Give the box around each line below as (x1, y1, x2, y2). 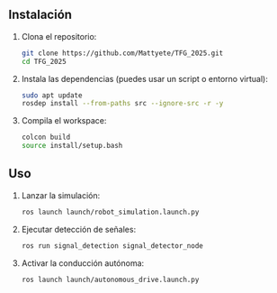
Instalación (8, 7, 73, 23)
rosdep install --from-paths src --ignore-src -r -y (21, 99, 224, 108)
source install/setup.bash (21, 142, 123, 151)
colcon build (21, 133, 71, 142)
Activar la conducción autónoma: (21, 257, 145, 269)
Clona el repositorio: (21, 31, 97, 41)
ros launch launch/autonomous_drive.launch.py (21, 275, 200, 284)
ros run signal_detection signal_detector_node (21, 241, 203, 251)
